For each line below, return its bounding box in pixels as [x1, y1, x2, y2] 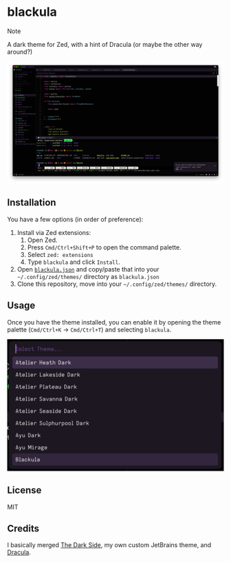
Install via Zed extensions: [16, 228, 91, 236]
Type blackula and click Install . [27, 258, 120, 266]
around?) [7, 48, 33, 56]
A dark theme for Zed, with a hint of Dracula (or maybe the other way [7, 40, 203, 48]
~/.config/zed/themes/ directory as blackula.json [16, 272, 159, 280]
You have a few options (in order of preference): [7, 215, 144, 223]
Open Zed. [27, 236, 58, 244]
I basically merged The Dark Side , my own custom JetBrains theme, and [7, 541, 212, 549]
